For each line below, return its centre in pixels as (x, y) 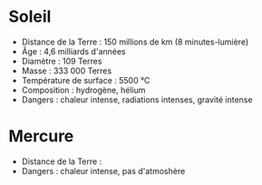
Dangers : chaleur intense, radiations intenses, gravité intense (137, 99)
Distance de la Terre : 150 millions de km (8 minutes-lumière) (135, 42)
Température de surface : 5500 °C (86, 80)
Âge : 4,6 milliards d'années (73, 51)
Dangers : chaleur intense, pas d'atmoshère (103, 170)
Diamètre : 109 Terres (62, 61)
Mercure (41, 136)
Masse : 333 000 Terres (67, 71)
